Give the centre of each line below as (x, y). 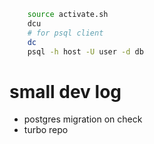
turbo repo (46, 130)
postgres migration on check (83, 119)
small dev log (65, 91)
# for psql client (65, 33)
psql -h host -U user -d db (85, 51)
